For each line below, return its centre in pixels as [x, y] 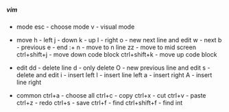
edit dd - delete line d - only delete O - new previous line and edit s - [113, 68]
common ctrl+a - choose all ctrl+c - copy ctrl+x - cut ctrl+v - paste [111, 95]
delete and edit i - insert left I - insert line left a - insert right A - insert [114, 74]
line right [29, 82]
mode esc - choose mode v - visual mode [75, 27]
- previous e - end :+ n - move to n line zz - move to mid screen [106, 47]
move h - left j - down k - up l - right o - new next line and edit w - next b [119, 40]
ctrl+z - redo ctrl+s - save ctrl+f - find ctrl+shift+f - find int [99, 102]
